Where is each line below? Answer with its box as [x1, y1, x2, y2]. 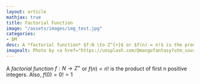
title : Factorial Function [6, 20, 73, 26]
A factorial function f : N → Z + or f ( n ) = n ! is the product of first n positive [6, 64, 187, 72]
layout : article [6, 8, 46, 15]
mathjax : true [6, 14, 42, 20]
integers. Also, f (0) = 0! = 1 [6, 71, 73, 78]
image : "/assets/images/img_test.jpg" [6, 25, 102, 32]
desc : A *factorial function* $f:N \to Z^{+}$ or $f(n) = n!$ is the [6, 42, 183, 48]
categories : [6, 31, 36, 37]
